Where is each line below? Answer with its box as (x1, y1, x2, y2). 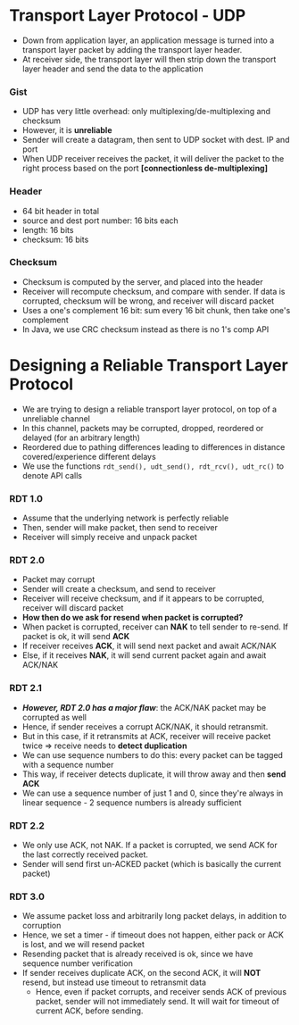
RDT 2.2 (9, 819, 45, 831)
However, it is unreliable (21, 125, 112, 136)
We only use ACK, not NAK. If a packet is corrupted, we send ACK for (21, 839, 278, 850)
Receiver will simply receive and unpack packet (21, 532, 198, 543)
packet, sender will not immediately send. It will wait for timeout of (35, 996, 279, 1007)
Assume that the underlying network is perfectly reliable (21, 512, 229, 523)
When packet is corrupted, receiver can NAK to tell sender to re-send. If (21, 621, 288, 632)
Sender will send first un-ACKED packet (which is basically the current (21, 858, 282, 869)
